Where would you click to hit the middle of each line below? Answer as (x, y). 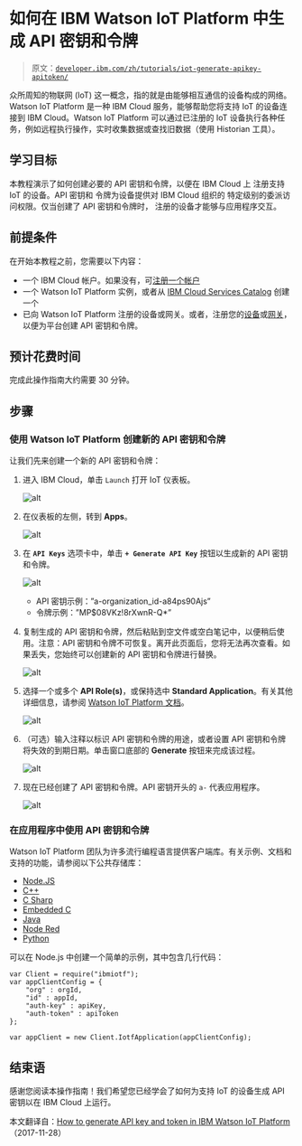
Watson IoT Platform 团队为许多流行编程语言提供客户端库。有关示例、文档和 (151, 851)
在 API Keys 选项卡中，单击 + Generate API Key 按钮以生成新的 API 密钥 (155, 553)
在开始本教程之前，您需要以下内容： (77, 261)
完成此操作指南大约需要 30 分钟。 (72, 380)
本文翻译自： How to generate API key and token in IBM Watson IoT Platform (150, 1122)
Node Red (41, 929)
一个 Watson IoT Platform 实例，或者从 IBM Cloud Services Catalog (147, 291)
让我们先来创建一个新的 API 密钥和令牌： (85, 461)
